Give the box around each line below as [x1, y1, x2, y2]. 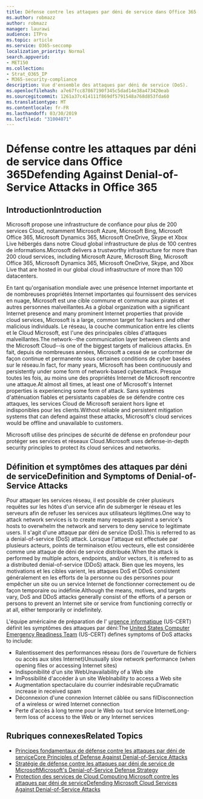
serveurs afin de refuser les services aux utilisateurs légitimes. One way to [6, 510, 191, 517]
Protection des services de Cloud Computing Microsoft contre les [15, 772, 179, 780]
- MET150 [6, 59, 28, 65]
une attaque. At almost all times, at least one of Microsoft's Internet [6, 381, 173, 388]
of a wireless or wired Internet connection [15, 701, 120, 708]
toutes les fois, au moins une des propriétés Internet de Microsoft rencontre [6, 374, 195, 382]
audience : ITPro [6, 32, 47, 38]
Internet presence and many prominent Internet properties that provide [6, 310, 184, 317]
